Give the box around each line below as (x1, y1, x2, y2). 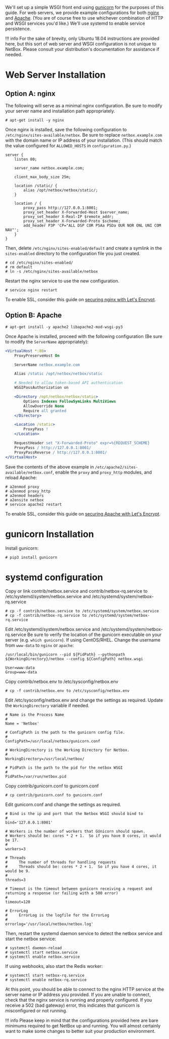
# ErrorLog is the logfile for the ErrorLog (5, 913, 109, 918)
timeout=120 (5, 900, 30, 905)
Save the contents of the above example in (5, 464, 94, 470)
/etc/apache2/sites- (95, 465, 138, 470)
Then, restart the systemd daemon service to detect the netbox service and (5, 931, 162, 937)
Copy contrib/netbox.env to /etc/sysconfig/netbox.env (5, 678, 119, 685)
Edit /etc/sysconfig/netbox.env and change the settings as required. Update (5, 697, 163, 703)
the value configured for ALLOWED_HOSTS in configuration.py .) (5, 143, 131, 148)
